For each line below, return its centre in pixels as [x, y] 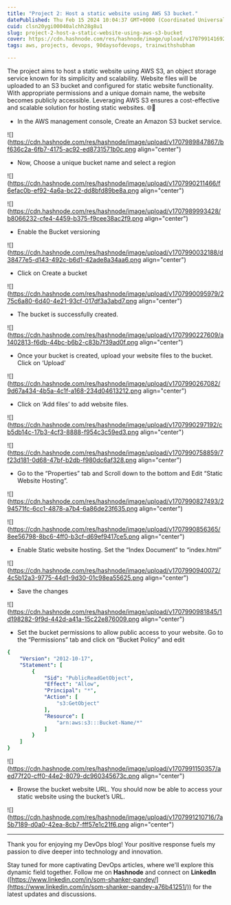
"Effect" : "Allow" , [71, 684]
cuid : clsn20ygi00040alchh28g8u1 [55, 26]
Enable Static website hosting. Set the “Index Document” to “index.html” [119, 550]
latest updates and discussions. [52, 894]
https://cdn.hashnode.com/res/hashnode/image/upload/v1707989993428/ [115, 211]
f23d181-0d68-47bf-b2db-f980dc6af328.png [72, 460]
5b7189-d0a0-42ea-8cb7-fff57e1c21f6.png [68, 825]
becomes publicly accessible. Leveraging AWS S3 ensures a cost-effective [113, 100]
